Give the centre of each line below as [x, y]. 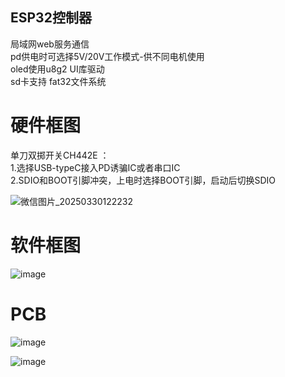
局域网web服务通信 [50, 44]
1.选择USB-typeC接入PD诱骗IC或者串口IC [95, 167]
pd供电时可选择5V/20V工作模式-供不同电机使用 [107, 56]
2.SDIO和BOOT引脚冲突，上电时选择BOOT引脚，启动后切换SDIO [143, 180]
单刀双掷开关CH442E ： [60, 155]
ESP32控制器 [51, 18]
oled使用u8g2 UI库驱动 [57, 69]
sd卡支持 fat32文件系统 [58, 81]
